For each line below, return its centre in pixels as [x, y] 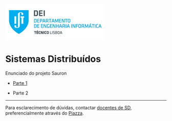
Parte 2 [20, 93]
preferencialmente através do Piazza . [45, 113]
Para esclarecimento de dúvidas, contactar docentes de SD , [69, 107]
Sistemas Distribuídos [53, 59]
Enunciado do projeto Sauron [36, 73]
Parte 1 [20, 83]
